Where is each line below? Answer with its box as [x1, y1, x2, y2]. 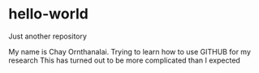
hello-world [8, 5, 89, 23]
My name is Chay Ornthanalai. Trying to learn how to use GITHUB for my [8, 47, 252, 56]
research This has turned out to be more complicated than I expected [8, 55, 241, 65]
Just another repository [8, 31, 88, 41]
